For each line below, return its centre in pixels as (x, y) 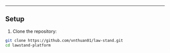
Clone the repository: (35, 31)
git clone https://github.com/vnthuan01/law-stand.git (64, 40)
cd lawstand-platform (28, 45)
